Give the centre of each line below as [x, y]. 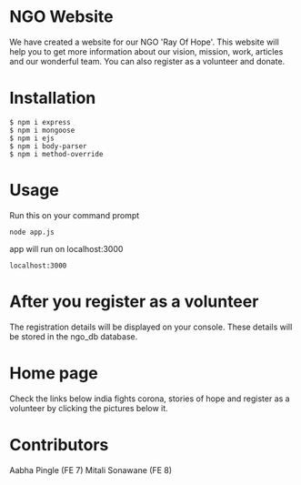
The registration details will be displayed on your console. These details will [151, 327]
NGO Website [61, 17]
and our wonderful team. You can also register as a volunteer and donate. [147, 61]
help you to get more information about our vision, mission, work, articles [146, 51]
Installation [53, 98]
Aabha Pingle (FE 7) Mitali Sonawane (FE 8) [91, 470]
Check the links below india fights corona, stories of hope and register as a [150, 399]
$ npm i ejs [32, 138]
